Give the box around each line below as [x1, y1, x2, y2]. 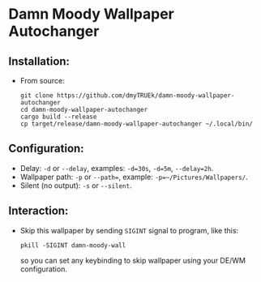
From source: [19, 76, 65, 85]
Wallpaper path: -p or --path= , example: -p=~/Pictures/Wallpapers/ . [19, 172, 249, 182]
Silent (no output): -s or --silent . [19, 180, 132, 190]
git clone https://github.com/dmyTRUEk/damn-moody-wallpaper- [19, 92, 235, 100]
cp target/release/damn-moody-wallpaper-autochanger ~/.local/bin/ [19, 120, 253, 128]
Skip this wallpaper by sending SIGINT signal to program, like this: [19, 225, 239, 235]
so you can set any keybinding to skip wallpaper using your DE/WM [19, 255, 246, 265]
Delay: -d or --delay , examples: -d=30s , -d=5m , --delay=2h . [19, 163, 214, 173]
